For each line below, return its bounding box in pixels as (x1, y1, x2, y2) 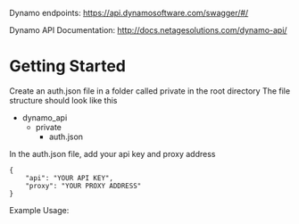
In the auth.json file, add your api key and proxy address (9, 148, 216, 159)
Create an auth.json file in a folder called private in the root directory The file (9, 85, 291, 96)
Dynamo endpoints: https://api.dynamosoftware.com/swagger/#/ (9, 8, 249, 18)
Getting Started (9, 56, 127, 77)
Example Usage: (9, 204, 70, 215)
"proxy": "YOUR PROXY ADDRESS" (25, 181, 142, 190)
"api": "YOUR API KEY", (25, 173, 114, 182)
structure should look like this (9, 95, 118, 105)
